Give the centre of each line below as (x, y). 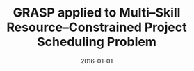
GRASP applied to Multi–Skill (97, 13)
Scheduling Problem (97, 42)
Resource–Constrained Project (97, 27)
